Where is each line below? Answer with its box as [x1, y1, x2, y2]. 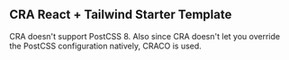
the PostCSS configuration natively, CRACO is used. [9, 40, 203, 51]
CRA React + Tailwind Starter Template [9, 7, 232, 22]
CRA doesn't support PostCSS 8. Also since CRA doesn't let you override [9, 30, 281, 41]
